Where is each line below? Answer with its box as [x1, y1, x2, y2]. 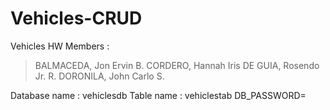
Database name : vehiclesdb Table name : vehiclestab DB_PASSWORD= [10, 89, 307, 101]
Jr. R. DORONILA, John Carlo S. [34, 70, 165, 82]
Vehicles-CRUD [10, 7, 143, 30]
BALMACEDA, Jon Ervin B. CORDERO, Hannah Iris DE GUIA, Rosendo [34, 59, 320, 71]
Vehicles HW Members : [10, 40, 110, 52]
